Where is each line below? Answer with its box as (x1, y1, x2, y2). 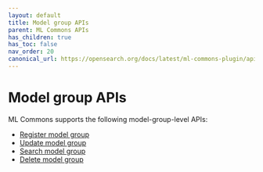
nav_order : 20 (8, 48, 55, 56)
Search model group (19, 146, 86, 156)
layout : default (8, 11, 61, 20)
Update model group (19, 138, 87, 147)
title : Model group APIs (8, 19, 89, 27)
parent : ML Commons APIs (8, 26, 89, 34)
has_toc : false (8, 41, 58, 48)
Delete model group (19, 154, 84, 164)
